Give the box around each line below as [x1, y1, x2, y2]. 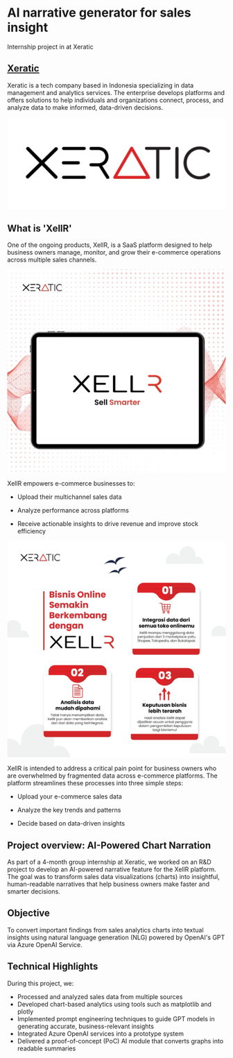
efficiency [17, 527, 46, 536]
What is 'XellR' [7, 222, 72, 234]
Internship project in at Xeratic [7, 42, 94, 51]
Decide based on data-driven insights [17, 819, 126, 828]
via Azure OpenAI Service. [7, 940, 83, 948]
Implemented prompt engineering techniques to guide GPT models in [17, 1014, 215, 1023]
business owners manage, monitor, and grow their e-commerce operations [7, 248, 221, 257]
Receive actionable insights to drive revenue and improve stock [17, 520, 199, 528]
